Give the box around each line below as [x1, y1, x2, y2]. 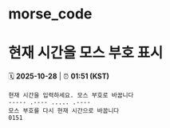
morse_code [8, 5, 93, 23]
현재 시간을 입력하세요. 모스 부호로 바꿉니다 [8, 91, 134, 100]
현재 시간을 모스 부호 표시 [8, 44, 164, 62]
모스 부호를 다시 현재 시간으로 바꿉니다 [8, 107, 120, 115]
